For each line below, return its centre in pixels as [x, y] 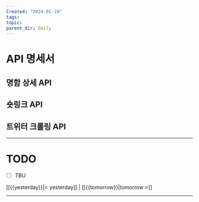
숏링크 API [25, 105]
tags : [13, 17]
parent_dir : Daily [29, 28]
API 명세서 [31, 59]
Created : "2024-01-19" [34, 12]
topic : [14, 22]
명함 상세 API [29, 82]
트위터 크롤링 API [36, 127]
